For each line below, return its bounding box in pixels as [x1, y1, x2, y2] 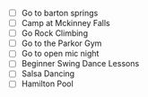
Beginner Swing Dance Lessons [21, 58, 140, 69]
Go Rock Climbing [21, 28, 89, 39]
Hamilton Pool [21, 78, 74, 89]
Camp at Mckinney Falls [21, 18, 110, 29]
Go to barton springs [21, 8, 99, 18]
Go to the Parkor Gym [21, 38, 102, 48]
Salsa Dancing [21, 68, 75, 79]
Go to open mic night [21, 48, 100, 59]
